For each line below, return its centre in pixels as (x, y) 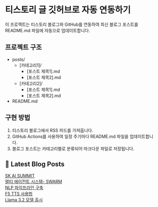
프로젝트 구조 (24, 47)
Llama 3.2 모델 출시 (24, 200)
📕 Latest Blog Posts (35, 164)
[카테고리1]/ (31, 65)
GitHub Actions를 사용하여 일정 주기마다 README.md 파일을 (70, 136)
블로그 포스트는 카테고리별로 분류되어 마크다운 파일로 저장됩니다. (73, 149)
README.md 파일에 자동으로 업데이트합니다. (48, 30)
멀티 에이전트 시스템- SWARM (34, 182)
